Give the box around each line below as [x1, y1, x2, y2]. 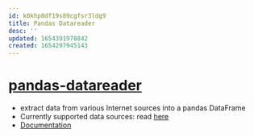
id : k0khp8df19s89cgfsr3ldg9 [8, 11, 106, 20]
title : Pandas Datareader [8, 19, 95, 27]
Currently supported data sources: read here [19, 112, 169, 122]
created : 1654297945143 [8, 42, 89, 50]
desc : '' [8, 27, 38, 35]
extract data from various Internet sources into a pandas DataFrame [19, 103, 246, 113]
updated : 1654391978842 [8, 34, 89, 43]
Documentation [19, 120, 72, 130]
